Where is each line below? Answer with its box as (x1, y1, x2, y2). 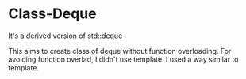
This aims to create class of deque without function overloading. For (8, 46, 232, 55)
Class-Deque (8, 5, 97, 23)
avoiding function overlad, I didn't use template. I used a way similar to (8, 55, 240, 64)
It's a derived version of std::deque (8, 31, 123, 40)
